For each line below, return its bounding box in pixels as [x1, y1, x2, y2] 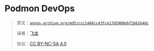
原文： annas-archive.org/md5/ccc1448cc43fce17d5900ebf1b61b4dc [16, 20, 149, 25]
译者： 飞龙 [16, 30, 39, 36]
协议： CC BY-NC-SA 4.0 [16, 40, 67, 47]
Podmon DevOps [4, 3, 75, 14]
